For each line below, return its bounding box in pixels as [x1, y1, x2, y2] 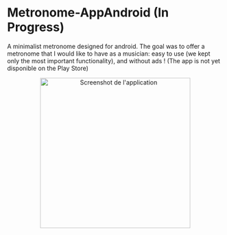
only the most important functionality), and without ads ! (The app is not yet [7, 56, 221, 65]
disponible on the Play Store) [7, 64, 89, 72]
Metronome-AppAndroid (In [7, 5, 169, 21]
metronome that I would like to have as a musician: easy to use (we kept [7, 49, 211, 58]
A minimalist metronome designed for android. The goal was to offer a [7, 42, 205, 50]
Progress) [7, 19, 65, 35]
